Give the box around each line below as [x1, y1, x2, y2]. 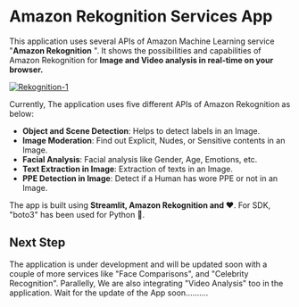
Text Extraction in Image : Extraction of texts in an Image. [21, 163, 234, 174]
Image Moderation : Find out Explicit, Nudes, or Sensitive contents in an [21, 135, 286, 145]
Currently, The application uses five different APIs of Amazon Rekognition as [9, 98, 291, 109]
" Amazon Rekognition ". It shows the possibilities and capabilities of [9, 45, 262, 55]
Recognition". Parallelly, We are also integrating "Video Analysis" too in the [9, 278, 284, 288]
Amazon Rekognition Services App [9, 6, 273, 27]
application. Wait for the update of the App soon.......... [9, 287, 209, 298]
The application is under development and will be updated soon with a [9, 259, 268, 270]
